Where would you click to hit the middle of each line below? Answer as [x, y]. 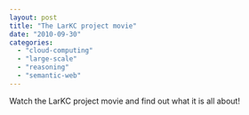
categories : [31, 42]
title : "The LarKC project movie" [73, 26]
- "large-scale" [47, 59]
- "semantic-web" [49, 76]
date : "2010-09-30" [45, 34]
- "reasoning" [43, 68]
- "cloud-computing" [55, 51]
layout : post [33, 17]
